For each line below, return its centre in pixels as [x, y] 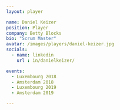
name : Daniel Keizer [31, 22]
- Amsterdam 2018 [33, 82]
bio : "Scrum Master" [31, 39]
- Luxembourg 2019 [34, 88]
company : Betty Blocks [34, 33]
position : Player [27, 28]
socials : [17, 50]
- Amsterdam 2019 [33, 93]
